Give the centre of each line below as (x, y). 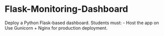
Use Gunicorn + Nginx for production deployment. (56, 28)
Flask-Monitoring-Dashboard (66, 9)
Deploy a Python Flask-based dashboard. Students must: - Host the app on (82, 23)
